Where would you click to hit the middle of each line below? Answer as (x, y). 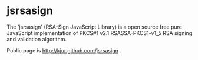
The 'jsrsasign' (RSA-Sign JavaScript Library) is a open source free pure (94, 27)
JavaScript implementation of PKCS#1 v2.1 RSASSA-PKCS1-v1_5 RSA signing (100, 33)
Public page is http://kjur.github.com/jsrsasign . (64, 50)
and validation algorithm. (37, 39)
